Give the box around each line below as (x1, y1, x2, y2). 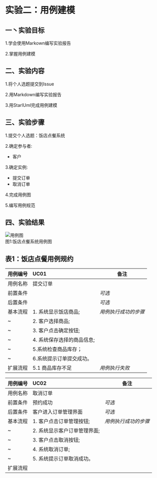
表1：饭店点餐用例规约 (5, 254, 74, 263)
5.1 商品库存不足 (32, 365, 72, 372)
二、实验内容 (5, 67, 45, 75)
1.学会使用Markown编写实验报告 (5, 40, 71, 46)
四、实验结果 (5, 218, 45, 227)
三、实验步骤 (5, 118, 45, 127)
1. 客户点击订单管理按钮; (32, 418, 90, 425)
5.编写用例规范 (5, 202, 35, 208)
